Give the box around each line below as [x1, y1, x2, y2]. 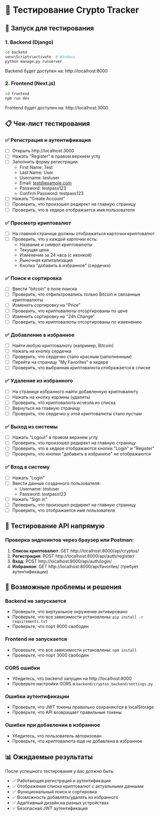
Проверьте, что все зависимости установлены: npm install [12, 647, 137, 653]
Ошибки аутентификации [5, 693, 69, 700]
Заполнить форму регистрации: [12, 159, 79, 165]
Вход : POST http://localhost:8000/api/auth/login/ [12, 558, 112, 564]
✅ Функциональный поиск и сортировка [12, 789, 97, 795]
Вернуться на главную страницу [12, 405, 81, 411]
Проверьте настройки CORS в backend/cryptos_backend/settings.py [12, 681, 153, 687]
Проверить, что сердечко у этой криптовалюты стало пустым [12, 410, 142, 416]
